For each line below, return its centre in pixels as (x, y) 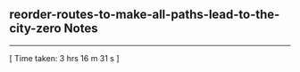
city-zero (35, 29)
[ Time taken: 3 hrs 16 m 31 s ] (64, 58)
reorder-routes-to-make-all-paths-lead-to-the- (145, 15)
